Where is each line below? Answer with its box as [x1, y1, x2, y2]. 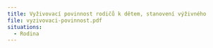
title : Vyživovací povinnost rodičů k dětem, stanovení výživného [7, 10, 207, 18]
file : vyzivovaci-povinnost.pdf [7, 17, 102, 24]
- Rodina [13, 30, 39, 37]
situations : [7, 23, 42, 30]
